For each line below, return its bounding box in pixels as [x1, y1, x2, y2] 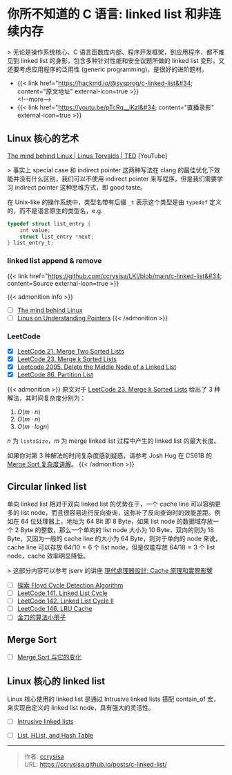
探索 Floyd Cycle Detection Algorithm [17, 581, 124, 590]
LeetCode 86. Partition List [17, 371, 93, 379]
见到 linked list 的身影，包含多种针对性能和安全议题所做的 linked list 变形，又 [7, 56, 225, 64]
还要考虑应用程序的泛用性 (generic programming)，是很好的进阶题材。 [7, 65, 209, 73]
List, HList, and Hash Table [17, 731, 94, 740]
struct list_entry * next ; [19, 233, 95, 240]
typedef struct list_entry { [7, 220, 91, 227]
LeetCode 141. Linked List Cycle [17, 589, 108, 597]
